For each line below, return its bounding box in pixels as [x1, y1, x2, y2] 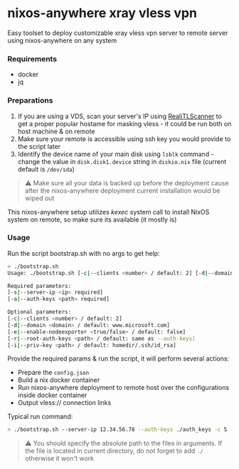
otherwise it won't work [24, 454, 95, 463]
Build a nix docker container [17, 376, 100, 384]
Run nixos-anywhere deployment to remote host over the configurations [17, 383, 230, 392]
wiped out [24, 194, 55, 202]
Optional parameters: [7, 309, 72, 316]
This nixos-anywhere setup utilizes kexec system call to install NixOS [7, 207, 210, 216]
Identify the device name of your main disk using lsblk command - [17, 150, 215, 158]
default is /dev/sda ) [17, 165, 75, 173]
